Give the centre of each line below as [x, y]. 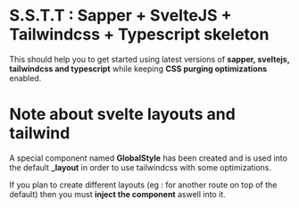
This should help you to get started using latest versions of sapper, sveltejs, [149, 59]
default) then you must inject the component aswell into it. [117, 194]
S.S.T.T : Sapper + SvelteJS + [120, 16]
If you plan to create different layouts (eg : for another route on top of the [143, 185]
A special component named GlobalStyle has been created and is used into [149, 158]
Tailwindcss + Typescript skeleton [139, 34]
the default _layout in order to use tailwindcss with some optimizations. [141, 167]
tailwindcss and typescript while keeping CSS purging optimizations [138, 69]
